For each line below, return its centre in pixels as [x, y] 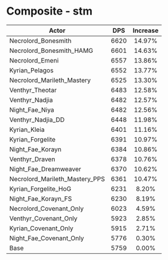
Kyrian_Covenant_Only [41, 228]
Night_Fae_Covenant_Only [47, 238]
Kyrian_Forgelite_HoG [40, 188]
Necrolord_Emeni [34, 60]
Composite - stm [50, 11]
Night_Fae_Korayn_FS [40, 199]
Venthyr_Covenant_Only [44, 218]
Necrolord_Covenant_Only [47, 208]
